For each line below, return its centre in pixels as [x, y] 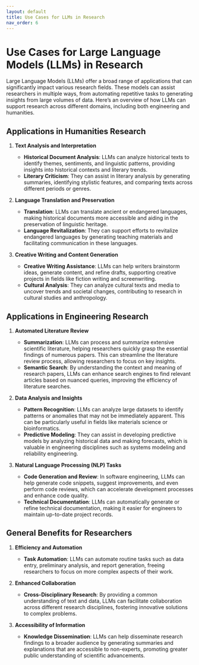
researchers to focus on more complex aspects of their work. [99, 571]
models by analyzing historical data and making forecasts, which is [106, 441]
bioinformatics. [42, 428]
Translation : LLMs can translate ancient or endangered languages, [105, 212]
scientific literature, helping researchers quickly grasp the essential [106, 349]
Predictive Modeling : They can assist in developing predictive [100, 435]
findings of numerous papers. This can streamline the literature [101, 354]
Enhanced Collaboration [45, 583]
